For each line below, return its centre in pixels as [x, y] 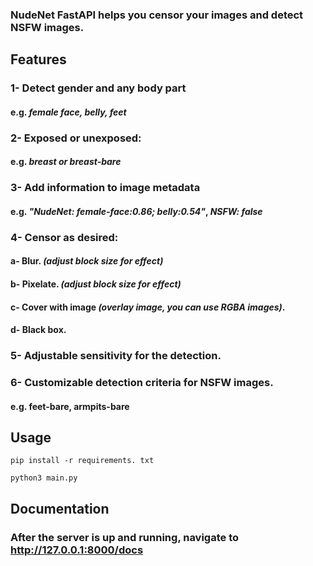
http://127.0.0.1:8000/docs [77, 550]
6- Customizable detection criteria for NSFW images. [142, 382]
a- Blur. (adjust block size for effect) [87, 261]
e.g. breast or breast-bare [66, 162]
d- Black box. [38, 330]
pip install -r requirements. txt [82, 461]
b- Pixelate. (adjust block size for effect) [96, 284]
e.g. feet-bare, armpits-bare [70, 406]
